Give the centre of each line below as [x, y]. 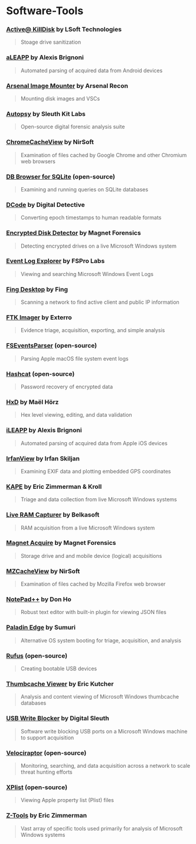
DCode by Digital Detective [45, 204]
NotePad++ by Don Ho [39, 599]
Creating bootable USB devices [59, 668]
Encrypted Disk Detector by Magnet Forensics [73, 233]
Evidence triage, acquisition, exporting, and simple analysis [93, 330]
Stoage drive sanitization [51, 42]
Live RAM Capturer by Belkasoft [53, 515]
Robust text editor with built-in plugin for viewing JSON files [93, 612]
